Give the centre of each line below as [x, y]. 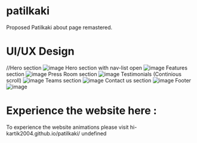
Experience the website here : [81, 111]
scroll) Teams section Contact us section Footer [99, 80]
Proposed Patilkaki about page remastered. [59, 27]
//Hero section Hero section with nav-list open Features [97, 68]
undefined [94, 133]
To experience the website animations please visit [67, 127]
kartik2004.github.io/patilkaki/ [43, 133]
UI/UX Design [40, 51]
